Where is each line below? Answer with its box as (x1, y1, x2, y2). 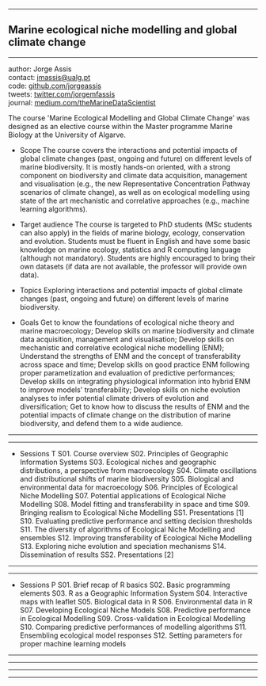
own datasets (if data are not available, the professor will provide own (19, 261, 247, 271)
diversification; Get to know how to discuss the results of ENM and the (19, 402, 250, 411)
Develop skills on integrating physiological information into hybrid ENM (19, 376, 251, 386)
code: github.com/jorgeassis (8, 81, 101, 90)
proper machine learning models (19, 638, 127, 648)
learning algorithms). (19, 204, 88, 214)
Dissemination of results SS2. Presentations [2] (19, 550, 174, 559)
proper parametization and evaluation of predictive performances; (19, 368, 236, 377)
